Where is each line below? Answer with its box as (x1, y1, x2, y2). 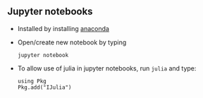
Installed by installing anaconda (17, 24, 109, 32)
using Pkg (17, 78, 47, 85)
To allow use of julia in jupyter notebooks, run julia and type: (17, 63, 197, 73)
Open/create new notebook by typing (17, 38, 127, 47)
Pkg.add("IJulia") (17, 84, 72, 91)
